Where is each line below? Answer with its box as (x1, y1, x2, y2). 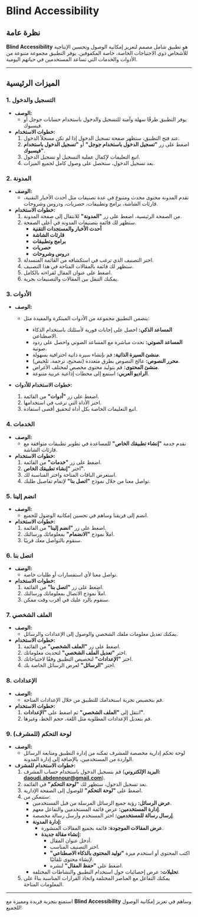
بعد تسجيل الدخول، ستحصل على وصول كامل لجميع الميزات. (23, 159, 155, 166)
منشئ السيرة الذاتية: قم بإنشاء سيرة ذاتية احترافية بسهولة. (32, 351, 161, 358)
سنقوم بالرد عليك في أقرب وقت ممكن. (23, 596, 110, 603)
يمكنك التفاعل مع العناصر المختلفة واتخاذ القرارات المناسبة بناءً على (23, 875, 170, 882)
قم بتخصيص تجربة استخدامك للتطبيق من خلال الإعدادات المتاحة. (23, 696, 164, 703)
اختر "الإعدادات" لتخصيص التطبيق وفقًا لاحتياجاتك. (23, 655, 133, 662)
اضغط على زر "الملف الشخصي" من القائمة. (23, 643, 121, 650)
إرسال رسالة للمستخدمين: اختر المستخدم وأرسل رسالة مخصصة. (32, 812, 174, 819)
